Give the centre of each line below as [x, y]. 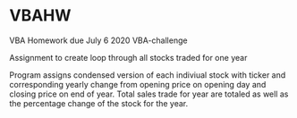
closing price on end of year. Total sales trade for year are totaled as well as [149, 94]
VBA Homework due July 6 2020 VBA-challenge [98, 40]
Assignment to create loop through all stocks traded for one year [128, 57]
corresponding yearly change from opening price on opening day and [138, 84]
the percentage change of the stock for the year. [99, 103]
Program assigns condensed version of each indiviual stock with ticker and [148, 75]
